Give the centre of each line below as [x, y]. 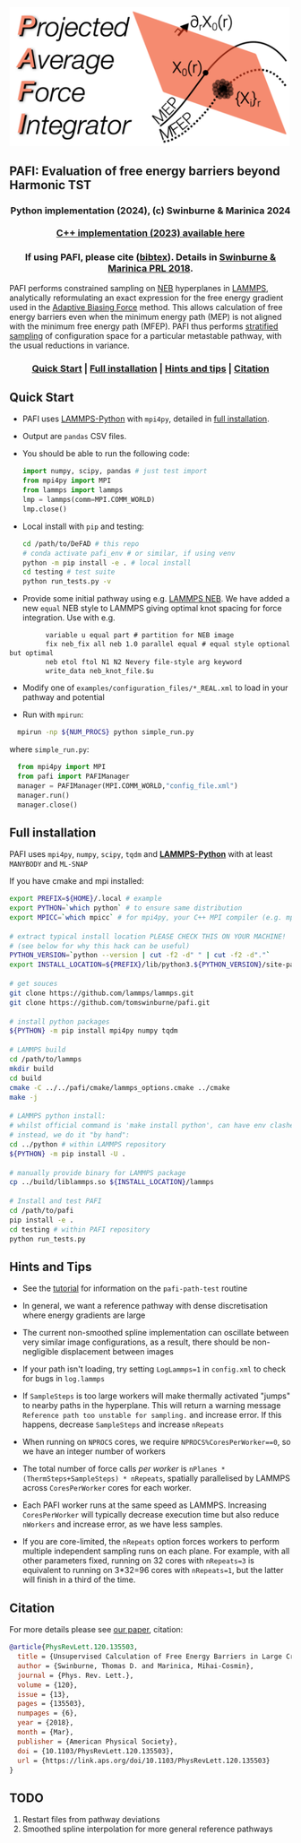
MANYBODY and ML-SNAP [48, 864]
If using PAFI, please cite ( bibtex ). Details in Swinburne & [150, 257]
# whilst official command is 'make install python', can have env [138, 1126]
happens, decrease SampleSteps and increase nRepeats [123, 1424]
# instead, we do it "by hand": [69, 1135]
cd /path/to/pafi [42, 1211]
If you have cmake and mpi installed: [77, 881]
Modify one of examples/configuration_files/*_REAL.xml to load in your [155, 688]
